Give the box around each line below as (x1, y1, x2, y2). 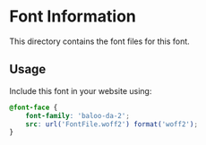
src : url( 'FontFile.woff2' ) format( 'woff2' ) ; (25, 119, 199, 129)
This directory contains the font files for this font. (9, 36, 190, 47)
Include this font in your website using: (9, 85, 152, 96)
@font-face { (9, 103, 58, 112)
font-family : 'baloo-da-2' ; (25, 111, 130, 120)
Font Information (9, 6, 136, 27)
